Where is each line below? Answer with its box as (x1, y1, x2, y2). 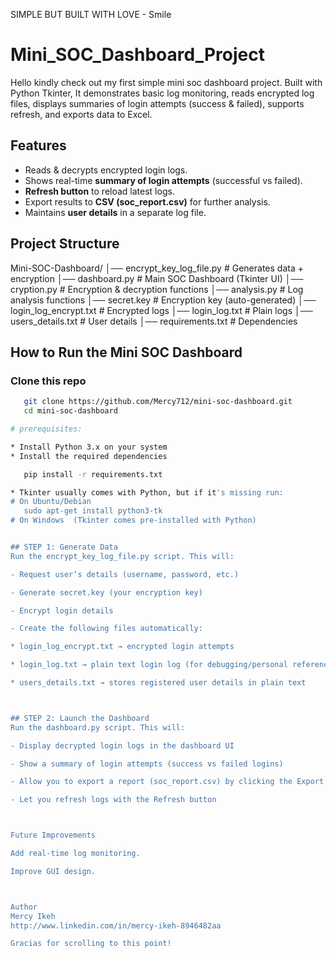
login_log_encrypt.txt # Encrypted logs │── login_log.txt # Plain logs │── (10, 304, 313, 316)
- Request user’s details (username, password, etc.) (10, 569, 240, 579)
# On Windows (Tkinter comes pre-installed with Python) (10, 515, 257, 526)
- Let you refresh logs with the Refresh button (10, 795, 217, 805)
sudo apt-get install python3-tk (23, 506, 163, 516)
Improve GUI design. (10, 866, 97, 876)
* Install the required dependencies (10, 451, 168, 461)
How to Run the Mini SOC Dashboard (10, 344, 243, 361)
